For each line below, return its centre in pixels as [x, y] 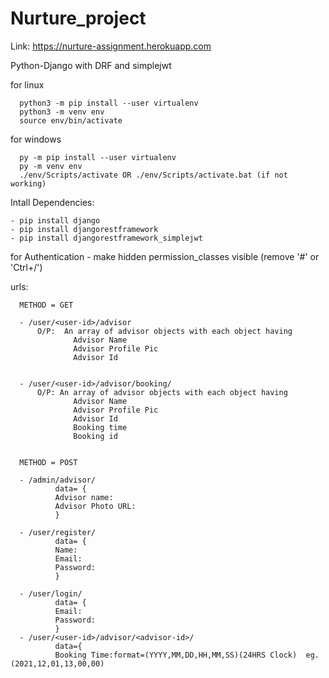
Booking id [95, 436]
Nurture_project [78, 18]
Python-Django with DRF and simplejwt [91, 65]
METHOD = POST [48, 462]
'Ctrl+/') [26, 267]
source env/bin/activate [71, 120]
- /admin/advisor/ [58, 480]
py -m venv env [51, 166]
